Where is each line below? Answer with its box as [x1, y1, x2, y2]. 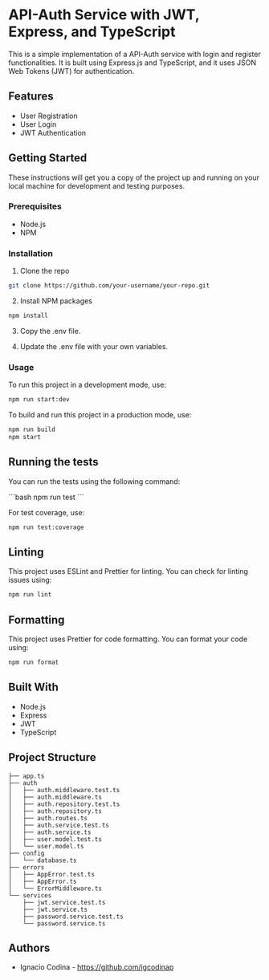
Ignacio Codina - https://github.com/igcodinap [19, 962, 174, 972]
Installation [8, 247, 54, 258]
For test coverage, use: [8, 507, 85, 517]
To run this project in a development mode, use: [8, 380, 167, 390]
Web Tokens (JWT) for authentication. [8, 66, 135, 75]
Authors [8, 941, 51, 954]
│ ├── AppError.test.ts [8, 870, 95, 878]
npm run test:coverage [8, 523, 84, 531]
